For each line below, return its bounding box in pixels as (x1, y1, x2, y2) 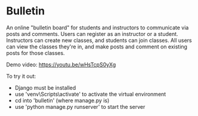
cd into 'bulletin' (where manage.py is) (14, 97, 110, 104)
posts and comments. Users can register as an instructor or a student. (6, 30, 178, 37)
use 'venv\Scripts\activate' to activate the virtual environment (14, 90, 166, 97)
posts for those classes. (6, 49, 65, 56)
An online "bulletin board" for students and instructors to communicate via (6, 24, 189, 31)
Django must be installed (14, 84, 76, 91)
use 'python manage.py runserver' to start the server (14, 103, 146, 110)
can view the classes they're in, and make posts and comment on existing (6, 43, 188, 50)
